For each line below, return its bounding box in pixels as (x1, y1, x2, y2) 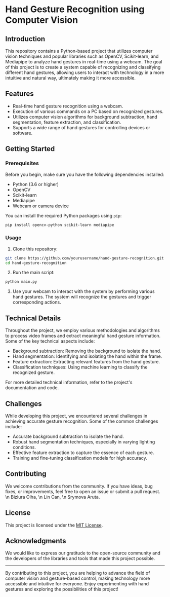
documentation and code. (5, 385, 59, 391)
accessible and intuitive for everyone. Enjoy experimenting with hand (5, 581, 149, 587)
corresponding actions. (12, 299, 62, 305)
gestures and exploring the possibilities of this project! (5, 586, 119, 592)
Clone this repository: (12, 246, 58, 252)
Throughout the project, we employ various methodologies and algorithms (5, 327, 160, 333)
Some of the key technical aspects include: (5, 338, 95, 344)
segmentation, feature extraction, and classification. (12, 119, 121, 125)
